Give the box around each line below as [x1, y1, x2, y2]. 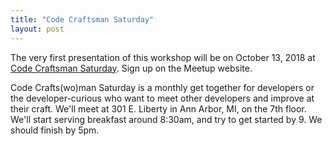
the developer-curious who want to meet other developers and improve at [10, 92, 315, 104]
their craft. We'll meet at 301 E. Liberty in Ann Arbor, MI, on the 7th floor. [10, 102, 307, 115]
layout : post [10, 24, 65, 34]
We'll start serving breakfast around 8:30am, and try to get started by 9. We [10, 113, 323, 125]
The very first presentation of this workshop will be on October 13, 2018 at [10, 51, 316, 63]
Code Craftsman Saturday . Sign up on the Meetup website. [10, 62, 253, 74]
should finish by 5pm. [10, 124, 100, 136]
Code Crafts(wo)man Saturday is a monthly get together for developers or [10, 81, 315, 93]
